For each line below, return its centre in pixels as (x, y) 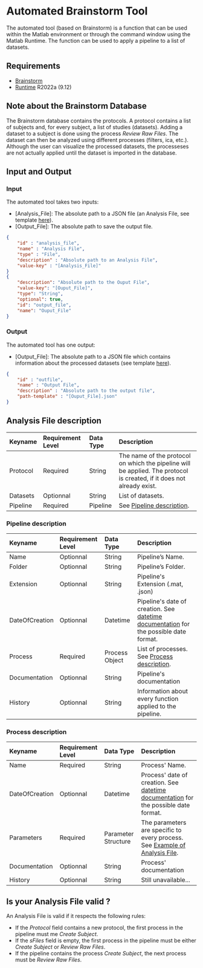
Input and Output (39, 171)
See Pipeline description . (154, 505)
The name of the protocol (155, 455)
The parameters (164, 822)
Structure (118, 842)
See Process (155, 656)
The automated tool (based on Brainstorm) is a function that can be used (97, 28)
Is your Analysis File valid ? (58, 901)
